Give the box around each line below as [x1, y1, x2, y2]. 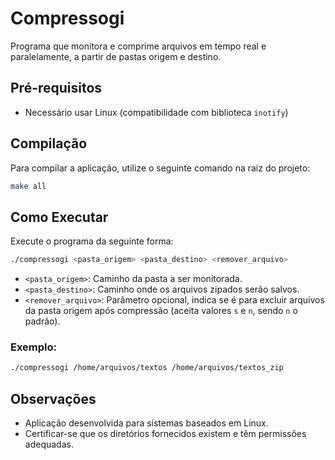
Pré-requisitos [10, 80, 103, 97]
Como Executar [10, 208, 109, 226]
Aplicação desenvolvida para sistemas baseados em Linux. [24, 417, 269, 429]
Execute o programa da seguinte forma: [10, 235, 174, 247]
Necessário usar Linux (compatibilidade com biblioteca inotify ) [24, 106, 289, 118]
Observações [10, 390, 97, 407]
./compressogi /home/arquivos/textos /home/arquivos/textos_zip [10, 363, 284, 373]
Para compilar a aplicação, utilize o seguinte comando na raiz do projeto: [10, 162, 311, 174]
